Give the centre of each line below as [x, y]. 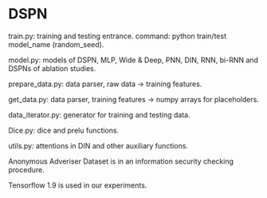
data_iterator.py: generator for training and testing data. [100, 115]
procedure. [27, 169]
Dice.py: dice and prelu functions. [64, 130]
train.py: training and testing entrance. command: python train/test [118, 36]
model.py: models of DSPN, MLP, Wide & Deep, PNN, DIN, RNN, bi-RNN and [133, 60]
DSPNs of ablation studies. [52, 68]
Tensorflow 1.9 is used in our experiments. [78, 185]
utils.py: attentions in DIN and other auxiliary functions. [98, 145]
